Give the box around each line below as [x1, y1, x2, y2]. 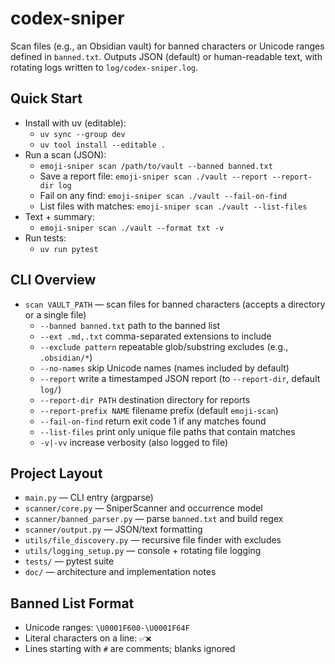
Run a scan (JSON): [24, 148, 107, 161]
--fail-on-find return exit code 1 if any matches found [39, 415, 267, 427]
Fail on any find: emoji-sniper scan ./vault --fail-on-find [39, 189, 288, 201]
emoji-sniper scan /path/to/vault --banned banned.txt [39, 161, 273, 171]
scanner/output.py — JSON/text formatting [24, 523, 203, 536]
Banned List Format [10, 595, 135, 612]
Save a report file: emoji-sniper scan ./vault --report [39, 170, 268, 182]
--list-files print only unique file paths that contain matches [39, 425, 296, 437]
